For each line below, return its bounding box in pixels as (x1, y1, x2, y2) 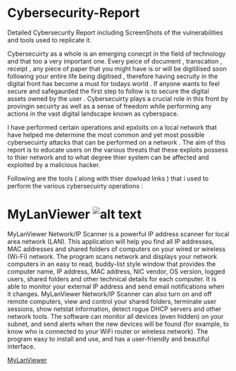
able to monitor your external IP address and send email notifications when (7, 282, 225, 291)
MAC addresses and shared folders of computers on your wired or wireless (7, 245, 226, 253)
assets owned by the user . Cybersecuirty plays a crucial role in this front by (7, 94, 229, 103)
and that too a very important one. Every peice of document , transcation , (7, 56, 223, 65)
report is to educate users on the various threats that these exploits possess (7, 145, 228, 154)
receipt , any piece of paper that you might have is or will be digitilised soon (7, 64, 227, 73)
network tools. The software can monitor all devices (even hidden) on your (7, 312, 224, 320)
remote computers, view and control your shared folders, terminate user (7, 297, 217, 305)
